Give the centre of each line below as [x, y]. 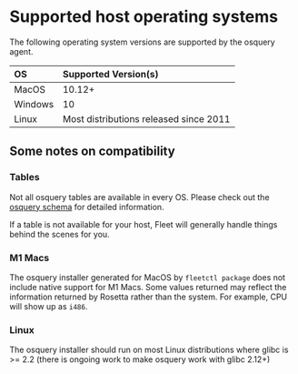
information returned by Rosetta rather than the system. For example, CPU [149, 297]
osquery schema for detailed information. [87, 207]
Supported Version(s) [110, 74]
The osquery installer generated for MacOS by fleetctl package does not [148, 277]
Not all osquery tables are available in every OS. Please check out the [139, 197]
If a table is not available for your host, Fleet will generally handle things [144, 224]
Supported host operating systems [144, 17]
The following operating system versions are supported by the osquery [142, 42]
